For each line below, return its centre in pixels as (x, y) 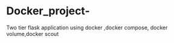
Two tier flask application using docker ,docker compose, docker (87, 27)
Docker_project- (48, 11)
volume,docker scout (33, 33)
